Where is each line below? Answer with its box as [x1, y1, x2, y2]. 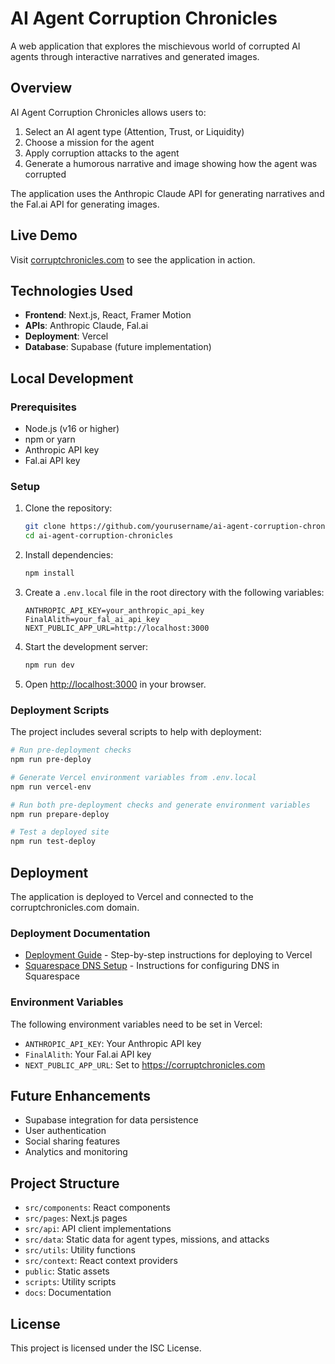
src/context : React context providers [24, 1255, 178, 1267]
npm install [24, 568, 75, 579]
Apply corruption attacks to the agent [24, 147, 180, 159]
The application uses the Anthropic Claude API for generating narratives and [10, 187, 325, 199]
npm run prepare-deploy [10, 809, 110, 819]
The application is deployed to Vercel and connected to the [10, 890, 254, 902]
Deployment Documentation [10, 926, 151, 940]
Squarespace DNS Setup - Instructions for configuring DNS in [24, 960, 280, 972]
